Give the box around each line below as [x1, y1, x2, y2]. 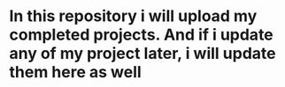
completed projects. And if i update [9, 25, 274, 45]
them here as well [9, 62, 142, 83]
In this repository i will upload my [9, 6, 258, 26]
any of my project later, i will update [9, 44, 276, 63]
